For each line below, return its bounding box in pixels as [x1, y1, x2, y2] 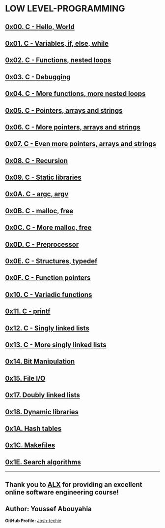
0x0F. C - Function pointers [5, 274, 91, 282]
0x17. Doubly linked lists [5, 391, 80, 399]
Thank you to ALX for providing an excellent [5, 480, 142, 489]
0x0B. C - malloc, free [5, 206, 74, 215]
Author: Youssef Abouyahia [5, 504, 92, 513]
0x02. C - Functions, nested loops [5, 56, 111, 65]
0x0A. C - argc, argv [5, 190, 69, 198]
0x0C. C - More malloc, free [5, 224, 92, 232]
